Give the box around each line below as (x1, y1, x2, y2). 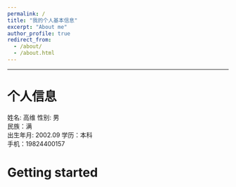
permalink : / (7, 10, 46, 18)
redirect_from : (7, 37, 52, 44)
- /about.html (13, 50, 55, 57)
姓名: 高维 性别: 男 (7, 113, 60, 122)
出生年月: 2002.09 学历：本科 (7, 131, 93, 139)
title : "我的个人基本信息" (7, 17, 78, 24)
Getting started (7, 165, 98, 180)
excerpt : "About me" (7, 23, 68, 30)
